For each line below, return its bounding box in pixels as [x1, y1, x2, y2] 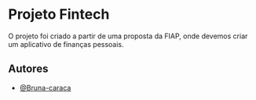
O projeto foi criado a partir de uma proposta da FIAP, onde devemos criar [8, 31, 248, 41]
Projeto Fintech [8, 5, 110, 23]
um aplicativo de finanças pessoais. [8, 39, 124, 48]
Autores [8, 62, 49, 76]
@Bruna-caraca [19, 83, 71, 92]
